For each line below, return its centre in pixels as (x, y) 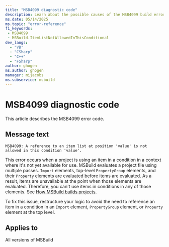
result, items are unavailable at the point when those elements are (73, 181)
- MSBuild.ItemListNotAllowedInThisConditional (58, 38)
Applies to (22, 228)
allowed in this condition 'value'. (44, 150)
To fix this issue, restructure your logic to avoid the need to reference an (80, 201)
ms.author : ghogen (24, 71)
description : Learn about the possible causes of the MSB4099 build (78, 15)
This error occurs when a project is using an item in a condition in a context (83, 160)
